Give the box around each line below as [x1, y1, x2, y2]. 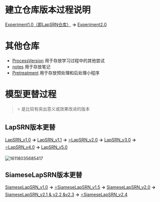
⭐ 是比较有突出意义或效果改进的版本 [17, 106, 90, 112]
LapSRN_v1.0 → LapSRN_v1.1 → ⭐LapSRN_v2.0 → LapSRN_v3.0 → [5, 136, 137, 142]
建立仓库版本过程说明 [5, 4, 91, 16]
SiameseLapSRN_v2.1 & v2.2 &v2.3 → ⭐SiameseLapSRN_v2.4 [5, 192, 128, 198]
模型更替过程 [5, 89, 57, 100]
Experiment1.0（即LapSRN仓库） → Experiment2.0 [5, 22, 107, 27]
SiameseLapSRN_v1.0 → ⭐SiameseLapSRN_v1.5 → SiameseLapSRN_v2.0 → [5, 184, 156, 190]
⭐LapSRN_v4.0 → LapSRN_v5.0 [5, 144, 68, 150]
